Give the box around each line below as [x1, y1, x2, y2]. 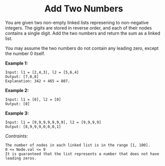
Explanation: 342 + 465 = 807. [5, 78, 70, 83]
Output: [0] [5, 101, 30, 106]
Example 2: [5, 87, 29, 93]
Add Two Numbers [44, 3, 124, 14]
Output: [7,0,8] [5, 74, 39, 79]
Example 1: [5, 60, 28, 66]
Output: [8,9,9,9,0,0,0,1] [5, 124, 61, 129]
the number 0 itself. [5, 50, 45, 56]
